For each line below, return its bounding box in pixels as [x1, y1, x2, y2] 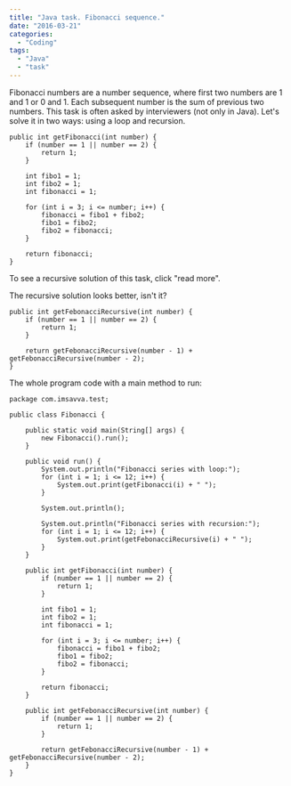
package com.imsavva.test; [9, 394, 109, 403]
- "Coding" [17, 37, 58, 47]
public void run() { [25, 457, 101, 466]
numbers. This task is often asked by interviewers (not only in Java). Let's [9, 106, 280, 117]
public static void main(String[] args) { [25, 425, 185, 434]
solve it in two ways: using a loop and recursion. [9, 115, 186, 126]
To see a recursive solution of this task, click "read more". [9, 272, 221, 283]
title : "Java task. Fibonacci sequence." [9, 12, 166, 22]
